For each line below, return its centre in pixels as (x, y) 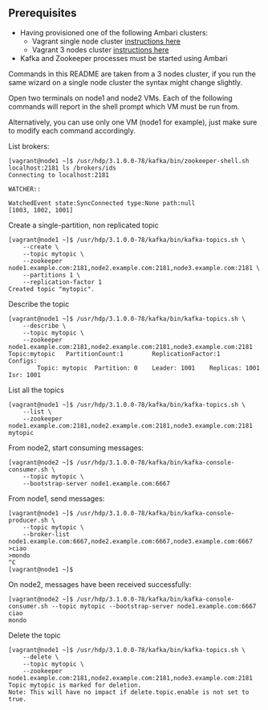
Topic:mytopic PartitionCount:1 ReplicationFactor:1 (114, 354)
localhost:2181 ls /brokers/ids (62, 168)
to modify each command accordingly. (72, 130)
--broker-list (46, 534)
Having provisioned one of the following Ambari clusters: (114, 32)
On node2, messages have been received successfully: (100, 584)
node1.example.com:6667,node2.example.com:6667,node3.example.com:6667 (130, 541)
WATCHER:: (25, 189)
